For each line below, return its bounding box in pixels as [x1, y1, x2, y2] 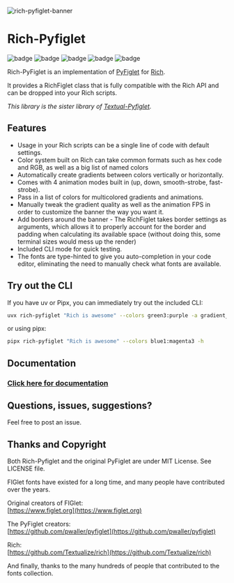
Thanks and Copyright [7, 438, 107, 450]
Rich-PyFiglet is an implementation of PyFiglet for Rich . [7, 67, 166, 76]
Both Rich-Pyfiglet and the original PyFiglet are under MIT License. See [7, 457, 212, 466]
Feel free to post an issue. [7, 418, 82, 427]
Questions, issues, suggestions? [7, 400, 153, 412]
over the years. [7, 485, 51, 494]
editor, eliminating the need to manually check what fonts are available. [17, 259, 221, 268]
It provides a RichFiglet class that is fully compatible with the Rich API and [7, 81, 219, 89]
